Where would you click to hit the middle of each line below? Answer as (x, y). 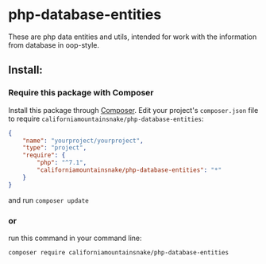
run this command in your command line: (75, 238)
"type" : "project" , (55, 148)
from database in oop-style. (54, 45)
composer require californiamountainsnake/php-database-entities (118, 252)
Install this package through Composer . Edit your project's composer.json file (133, 110)
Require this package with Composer (81, 93)
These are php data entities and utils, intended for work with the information (133, 37)
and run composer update (48, 200)
